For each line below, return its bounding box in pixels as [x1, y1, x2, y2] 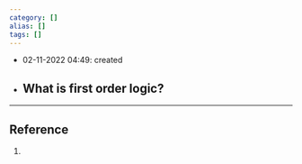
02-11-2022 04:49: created [22, 55, 123, 66]
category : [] [9, 13, 58, 23]
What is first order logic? [22, 80, 164, 96]
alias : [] [9, 22, 47, 31]
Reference [9, 122, 69, 137]
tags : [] [9, 30, 42, 39]
